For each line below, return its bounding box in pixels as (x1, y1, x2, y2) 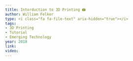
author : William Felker (5, 12, 54, 17)
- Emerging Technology (5, 35, 52, 40)
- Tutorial (5, 30, 27, 35)
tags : (5, 21, 16, 26)
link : (5, 44, 16, 49)
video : (5, 48, 19, 53)
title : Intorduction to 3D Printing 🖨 (5, 7, 86, 12)
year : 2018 (5, 39, 27, 44)
